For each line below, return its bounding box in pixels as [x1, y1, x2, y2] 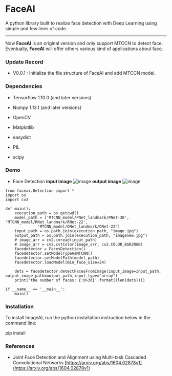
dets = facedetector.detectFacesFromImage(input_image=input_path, [14, 269, 161, 274]
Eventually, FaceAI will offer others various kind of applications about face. [5, 46, 163, 52]
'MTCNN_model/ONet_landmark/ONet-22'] [37, 224, 120, 229]
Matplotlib [12, 124, 34, 130]
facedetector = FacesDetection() [14, 246, 86, 251]
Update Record [5, 58, 44, 65]
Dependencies [5, 83, 42, 90]
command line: [5, 320, 37, 326]
